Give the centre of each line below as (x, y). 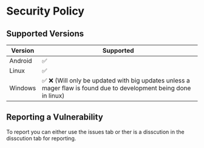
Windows (23, 88)
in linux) (53, 96)
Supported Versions (45, 34)
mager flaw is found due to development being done (116, 88)
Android (21, 61)
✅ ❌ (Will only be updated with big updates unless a (116, 80)
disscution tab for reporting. (41, 138)
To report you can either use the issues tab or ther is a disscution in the (95, 132)
